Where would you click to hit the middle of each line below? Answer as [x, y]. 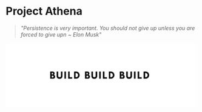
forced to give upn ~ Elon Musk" [61, 34]
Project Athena [44, 11]
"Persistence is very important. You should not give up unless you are [108, 28]
